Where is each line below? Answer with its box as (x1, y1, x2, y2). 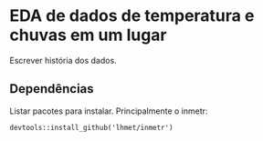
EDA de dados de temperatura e (9, 5, 255, 26)
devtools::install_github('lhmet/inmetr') (9, 123, 174, 132)
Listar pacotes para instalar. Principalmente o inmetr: (9, 106, 208, 116)
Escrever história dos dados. (9, 55, 117, 65)
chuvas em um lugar (9, 25, 167, 45)
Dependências (9, 81, 94, 96)
